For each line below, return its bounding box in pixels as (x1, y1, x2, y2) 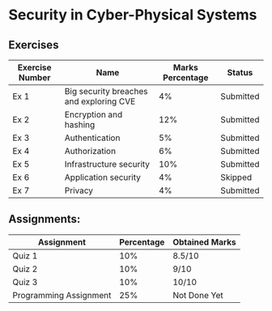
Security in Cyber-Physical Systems (8, 6, 257, 24)
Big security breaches (64, 86, 148, 96)
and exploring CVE (64, 96, 136, 107)
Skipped (220, 172, 253, 183)
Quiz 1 (12, 249, 38, 261)
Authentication (64, 132, 121, 143)
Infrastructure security (64, 159, 151, 169)
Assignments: (8, 212, 81, 226)
